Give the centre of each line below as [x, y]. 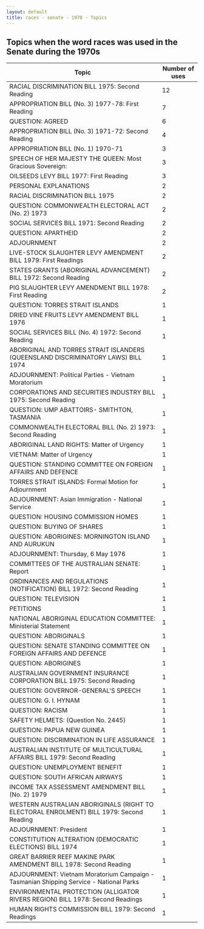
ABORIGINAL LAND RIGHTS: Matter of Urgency [76, 445]
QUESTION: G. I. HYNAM [45, 701]
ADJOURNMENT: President [48, 829]
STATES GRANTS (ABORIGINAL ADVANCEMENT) [80, 270]
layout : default [27, 12]
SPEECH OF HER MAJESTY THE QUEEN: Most [75, 158]
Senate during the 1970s [53, 51]
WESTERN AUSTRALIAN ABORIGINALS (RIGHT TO [82, 805]
